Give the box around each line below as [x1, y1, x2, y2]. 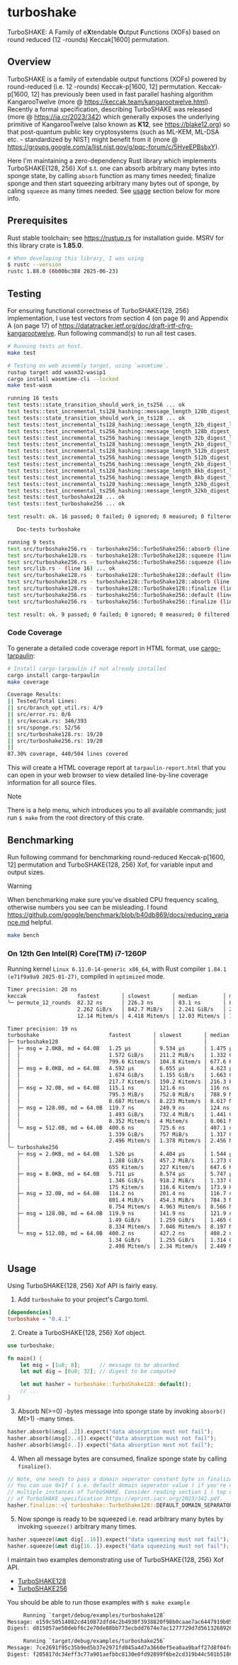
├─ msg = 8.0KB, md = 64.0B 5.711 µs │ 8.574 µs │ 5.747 [16, 1170, 227, 1177]
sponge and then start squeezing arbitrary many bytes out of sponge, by [7, 179, 220, 187]
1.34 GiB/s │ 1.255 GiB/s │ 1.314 [108, 1236, 227, 1243]
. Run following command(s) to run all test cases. [54, 329, 197, 337]
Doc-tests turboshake [16, 526, 81, 533]
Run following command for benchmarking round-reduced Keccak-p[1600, [7, 852, 225, 861]
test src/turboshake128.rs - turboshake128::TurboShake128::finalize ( [7, 585, 223, 592]
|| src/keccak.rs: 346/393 [7, 718, 87, 725]
